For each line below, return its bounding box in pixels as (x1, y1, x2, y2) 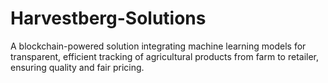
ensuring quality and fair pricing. (10, 61, 145, 73)
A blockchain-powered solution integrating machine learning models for (10, 40, 307, 52)
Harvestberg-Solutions (10, 7, 207, 30)
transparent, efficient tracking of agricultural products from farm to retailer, (10, 50, 320, 62)
